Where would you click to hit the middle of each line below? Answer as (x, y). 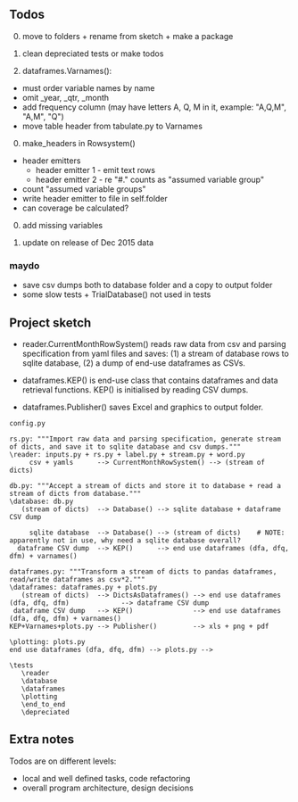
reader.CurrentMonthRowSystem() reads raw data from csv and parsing (154, 343)
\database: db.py (41, 501)
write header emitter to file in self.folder (95, 198)
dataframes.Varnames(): (67, 70)
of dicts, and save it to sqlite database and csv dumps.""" (125, 446)
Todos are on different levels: (63, 761)
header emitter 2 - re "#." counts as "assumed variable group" (150, 179)
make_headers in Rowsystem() (79, 143)
